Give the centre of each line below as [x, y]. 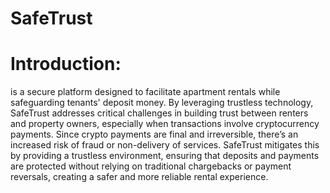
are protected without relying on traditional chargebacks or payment [151, 166]
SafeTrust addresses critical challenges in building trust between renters [159, 113]
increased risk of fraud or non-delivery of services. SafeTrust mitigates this [165, 145]
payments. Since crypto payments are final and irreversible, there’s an [154, 134]
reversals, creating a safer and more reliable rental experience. [139, 177]
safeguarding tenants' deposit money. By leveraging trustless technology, [162, 103]
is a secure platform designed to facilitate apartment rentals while [145, 92]
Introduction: [66, 64]
